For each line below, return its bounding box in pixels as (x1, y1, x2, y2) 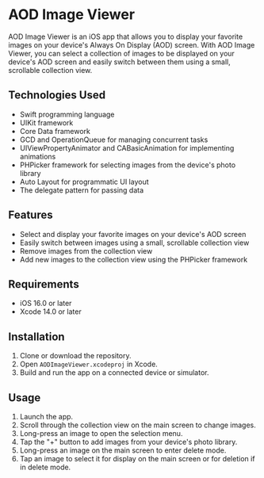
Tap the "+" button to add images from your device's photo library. (19, 438, 238, 446)
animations (19, 151, 56, 161)
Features (8, 208, 53, 222)
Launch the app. (19, 412, 74, 421)
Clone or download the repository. (19, 351, 132, 361)
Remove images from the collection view (19, 246, 153, 255)
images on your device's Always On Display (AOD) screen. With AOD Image (8, 40, 255, 49)
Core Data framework (19, 126, 91, 136)
